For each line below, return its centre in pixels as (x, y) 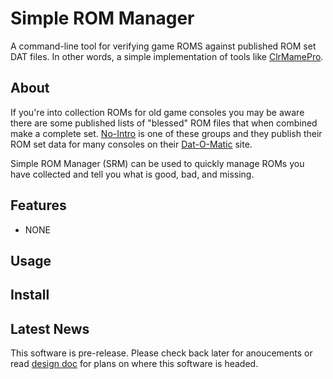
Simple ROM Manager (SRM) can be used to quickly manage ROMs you (157, 163)
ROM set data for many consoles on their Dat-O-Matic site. (131, 144)
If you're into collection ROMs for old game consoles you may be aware (157, 112)
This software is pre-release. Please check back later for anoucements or (161, 353)
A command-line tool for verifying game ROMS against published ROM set (163, 46)
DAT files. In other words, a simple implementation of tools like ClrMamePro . (167, 56)
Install (30, 295)
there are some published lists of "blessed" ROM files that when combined (164, 123)
